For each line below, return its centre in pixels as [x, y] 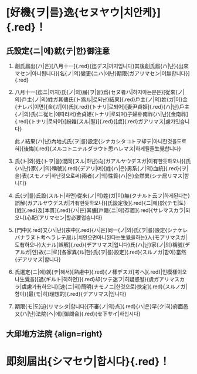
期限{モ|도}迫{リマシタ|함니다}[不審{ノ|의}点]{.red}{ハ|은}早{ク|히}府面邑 [101, 306]
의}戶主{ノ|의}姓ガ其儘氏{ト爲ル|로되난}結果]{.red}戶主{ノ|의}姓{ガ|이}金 [101, 99]
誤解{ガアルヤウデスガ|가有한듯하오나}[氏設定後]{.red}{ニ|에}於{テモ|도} [100, 203]
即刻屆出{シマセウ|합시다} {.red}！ [88, 361]
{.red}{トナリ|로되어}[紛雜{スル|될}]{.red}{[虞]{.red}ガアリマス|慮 [93, 121]
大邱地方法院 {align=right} [55, 334]
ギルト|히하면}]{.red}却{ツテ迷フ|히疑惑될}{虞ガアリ [108, 279]
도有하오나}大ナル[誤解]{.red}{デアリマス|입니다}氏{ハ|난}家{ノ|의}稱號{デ [102, 245]
